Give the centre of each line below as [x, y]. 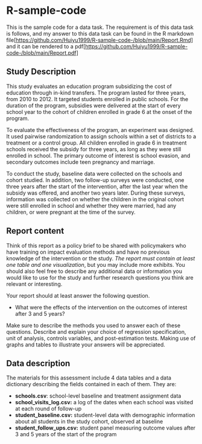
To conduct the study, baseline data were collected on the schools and [94, 174]
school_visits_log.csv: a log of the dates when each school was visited [104, 402]
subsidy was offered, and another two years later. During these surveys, [96, 193]
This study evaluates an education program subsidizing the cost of [89, 86]
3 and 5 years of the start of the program [66, 434]
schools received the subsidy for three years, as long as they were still [94, 149]
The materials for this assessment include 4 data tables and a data [89, 378]
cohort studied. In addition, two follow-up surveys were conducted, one [95, 180]
